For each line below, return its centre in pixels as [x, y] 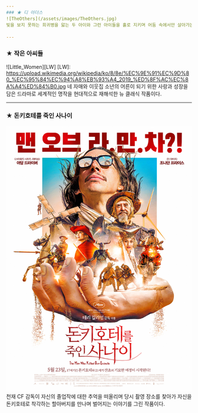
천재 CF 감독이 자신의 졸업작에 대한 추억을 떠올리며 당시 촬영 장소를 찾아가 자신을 [99, 396]
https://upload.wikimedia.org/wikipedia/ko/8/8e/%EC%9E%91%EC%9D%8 [98, 73]
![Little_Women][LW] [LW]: [38, 67]
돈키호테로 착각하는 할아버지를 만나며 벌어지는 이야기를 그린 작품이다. [85, 404]
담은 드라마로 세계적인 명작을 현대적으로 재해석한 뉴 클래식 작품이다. [84, 94]
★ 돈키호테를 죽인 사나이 [39, 116]
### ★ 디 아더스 [24, 12]
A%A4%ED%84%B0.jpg [36, 86]
